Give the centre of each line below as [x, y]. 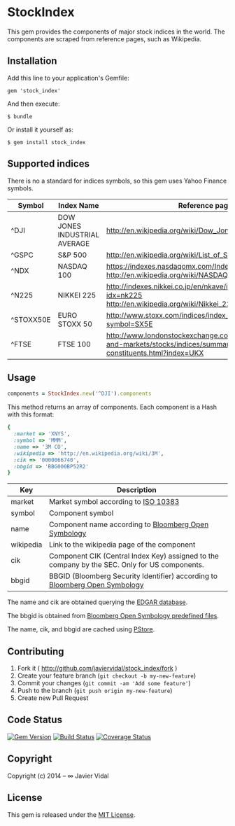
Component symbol [81, 513]
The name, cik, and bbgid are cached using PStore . [81, 629]
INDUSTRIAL [79, 234]
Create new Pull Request [53, 698]
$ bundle [20, 116]
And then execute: [34, 104]
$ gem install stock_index [47, 142]
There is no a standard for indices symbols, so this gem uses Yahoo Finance [117, 181]
